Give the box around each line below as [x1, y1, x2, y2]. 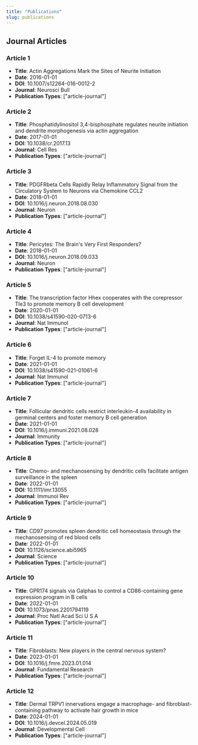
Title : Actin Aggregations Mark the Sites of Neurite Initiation [14, 68, 161, 75]
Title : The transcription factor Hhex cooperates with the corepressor [14, 294, 183, 302]
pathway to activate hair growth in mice [41, 707, 139, 714]
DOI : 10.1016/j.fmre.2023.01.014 [14, 660, 92, 667]
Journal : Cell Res [14, 146, 58, 153]
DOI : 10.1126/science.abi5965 [14, 546, 87, 553]
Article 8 [6, 454, 31, 462]
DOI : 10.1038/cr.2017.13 [14, 140, 71, 147]
